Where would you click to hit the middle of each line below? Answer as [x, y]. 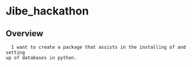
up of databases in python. [41, 58]
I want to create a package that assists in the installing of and [99, 47]
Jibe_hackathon [47, 11]
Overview [25, 33]
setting [16, 53]
